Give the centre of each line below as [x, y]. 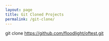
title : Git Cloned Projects [35, 14]
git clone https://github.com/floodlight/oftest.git [55, 33]
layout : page [19, 10]
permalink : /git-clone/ [30, 19]
